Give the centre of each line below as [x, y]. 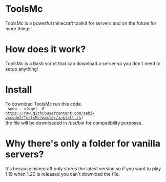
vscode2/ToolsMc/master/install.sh [43, 118]
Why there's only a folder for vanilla [83, 144]
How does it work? [46, 49]
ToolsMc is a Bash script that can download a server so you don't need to [83, 63]
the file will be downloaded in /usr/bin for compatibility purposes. [74, 123]
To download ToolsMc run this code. [44, 104]
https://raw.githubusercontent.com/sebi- [50, 113]
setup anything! [22, 69]
